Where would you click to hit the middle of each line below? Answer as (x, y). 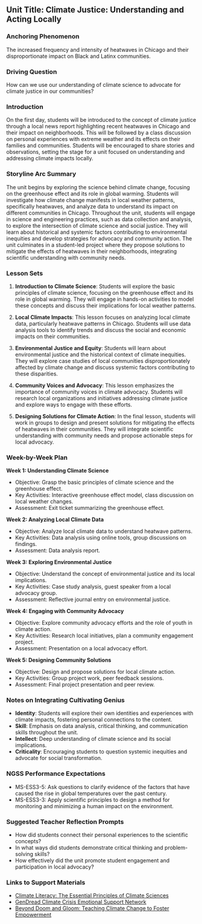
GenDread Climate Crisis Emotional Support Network (80, 902)
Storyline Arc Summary (41, 174)
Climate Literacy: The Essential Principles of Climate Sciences (92, 896)
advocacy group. (36, 593)
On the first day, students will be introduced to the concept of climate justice (101, 120)
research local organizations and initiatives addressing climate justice (101, 398)
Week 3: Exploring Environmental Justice (59, 562)
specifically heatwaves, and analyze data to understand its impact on (92, 206)
